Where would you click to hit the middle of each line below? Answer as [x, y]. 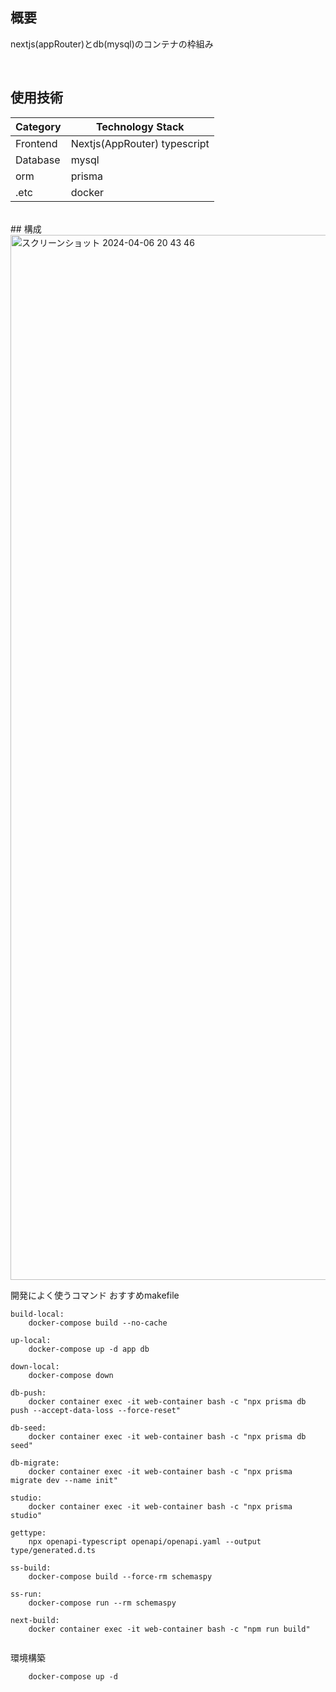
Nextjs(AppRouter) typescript [140, 143]
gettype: [28, 1533]
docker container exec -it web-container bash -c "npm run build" [169, 1629]
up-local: [31, 1340]
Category [38, 126]
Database [38, 160]
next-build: [35, 1620]
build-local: [37, 1314]
